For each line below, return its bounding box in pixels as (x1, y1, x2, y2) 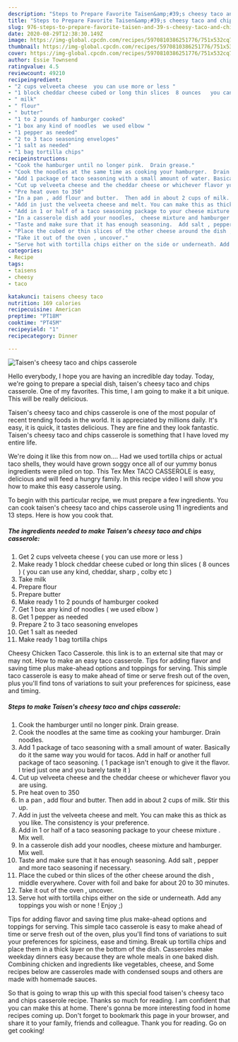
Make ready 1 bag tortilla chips (18, 635, 108, 643)
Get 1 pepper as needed (18, 612, 88, 621)
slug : (8, 23, 24, 30)
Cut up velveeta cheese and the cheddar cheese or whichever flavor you (18, 773, 231, 781)
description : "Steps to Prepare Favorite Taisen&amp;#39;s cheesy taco (8, 10, 223, 18)
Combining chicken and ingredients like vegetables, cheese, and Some (8, 960, 215, 968)
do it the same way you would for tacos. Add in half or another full (18, 750, 211, 759)
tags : (8, 260, 24, 268)
